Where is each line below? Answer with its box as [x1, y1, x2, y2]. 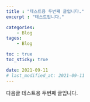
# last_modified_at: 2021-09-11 [6, 72, 85, 79]
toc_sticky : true [6, 57, 49, 62]
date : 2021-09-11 [6, 67, 49, 73]
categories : [6, 24, 35, 30]
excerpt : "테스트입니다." [6, 14, 64, 20]
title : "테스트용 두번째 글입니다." [6, 8, 85, 15]
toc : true [6, 51, 33, 57]
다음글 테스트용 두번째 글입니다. [6, 89, 78, 96]
